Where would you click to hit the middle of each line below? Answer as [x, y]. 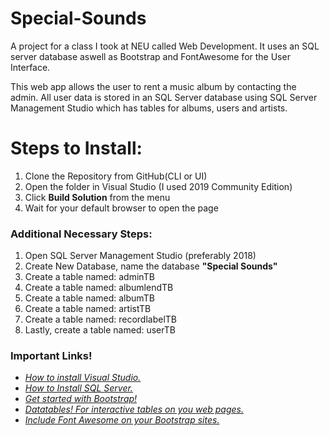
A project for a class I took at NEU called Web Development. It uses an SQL [165, 46]
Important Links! [51, 356]
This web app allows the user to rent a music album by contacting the [153, 86]
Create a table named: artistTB [88, 309]
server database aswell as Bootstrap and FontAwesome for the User [150, 56]
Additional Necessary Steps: [81, 234]
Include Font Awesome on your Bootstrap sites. [122, 420]
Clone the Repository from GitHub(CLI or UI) [116, 176]
